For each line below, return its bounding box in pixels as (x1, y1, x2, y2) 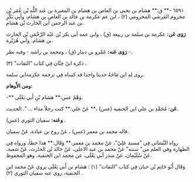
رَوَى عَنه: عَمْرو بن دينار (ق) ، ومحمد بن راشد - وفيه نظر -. (6, 48, 133, 55)
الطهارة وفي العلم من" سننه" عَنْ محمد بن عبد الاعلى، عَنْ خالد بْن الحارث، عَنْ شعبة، (6, 146, 190, 152)
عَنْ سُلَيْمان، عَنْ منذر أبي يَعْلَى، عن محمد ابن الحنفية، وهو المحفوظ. (6, 151, 152, 159)
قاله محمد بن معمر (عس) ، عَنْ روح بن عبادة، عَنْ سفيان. (6, 128, 129, 134)
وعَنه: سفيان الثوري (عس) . (6, 116, 66, 123)
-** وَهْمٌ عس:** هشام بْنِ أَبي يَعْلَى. (6, 94, 83, 100)
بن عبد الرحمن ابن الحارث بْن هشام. (6, 19, 84, 26)
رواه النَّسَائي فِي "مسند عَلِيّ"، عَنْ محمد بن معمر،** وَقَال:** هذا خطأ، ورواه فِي (6, 139, 179, 146)
